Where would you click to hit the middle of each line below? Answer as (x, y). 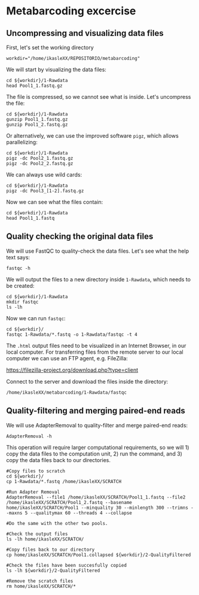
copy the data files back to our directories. (59, 460)
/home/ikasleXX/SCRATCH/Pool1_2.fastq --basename (69, 502)
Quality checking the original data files (80, 237)
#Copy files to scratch (36, 471)
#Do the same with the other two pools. (57, 523)
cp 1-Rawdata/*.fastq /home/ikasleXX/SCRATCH (64, 481)
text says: (18, 257)
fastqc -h (19, 268)
